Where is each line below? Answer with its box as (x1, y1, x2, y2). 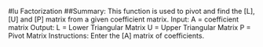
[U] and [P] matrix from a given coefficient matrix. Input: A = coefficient (8, 15, 239, 24)
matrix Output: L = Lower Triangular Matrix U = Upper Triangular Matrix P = (8, 23, 251, 32)
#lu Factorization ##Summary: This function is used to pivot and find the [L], (8, 7, 255, 15)
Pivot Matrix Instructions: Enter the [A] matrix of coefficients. (8, 31, 205, 40)
